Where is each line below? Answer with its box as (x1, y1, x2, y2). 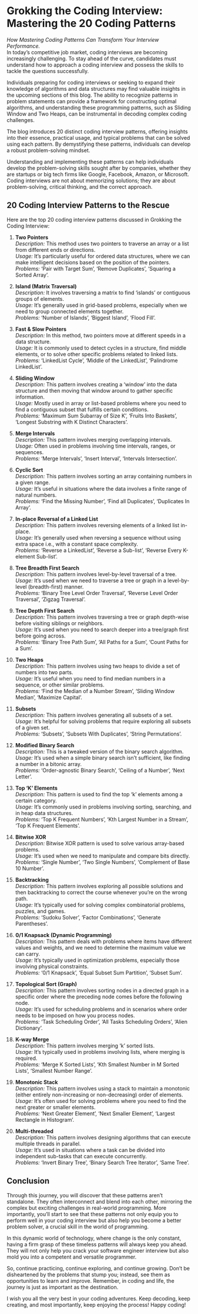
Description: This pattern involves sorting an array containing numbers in (15, 472, 192, 479)
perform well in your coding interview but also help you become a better (6, 1217, 182, 1224)
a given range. (15, 479, 51, 486)
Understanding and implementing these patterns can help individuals (6, 158, 174, 165)
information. (15, 393, 45, 400)
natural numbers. (15, 491, 57, 498)
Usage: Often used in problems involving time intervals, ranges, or (15, 442, 176, 449)
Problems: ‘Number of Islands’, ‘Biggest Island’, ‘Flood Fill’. (15, 314, 156, 321)
